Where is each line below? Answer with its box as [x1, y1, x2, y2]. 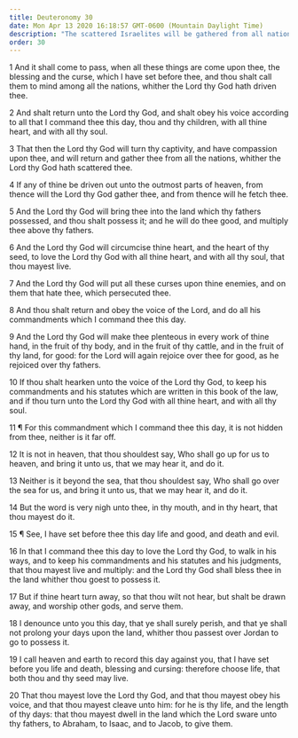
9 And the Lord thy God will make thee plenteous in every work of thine [9, 332, 270, 342]
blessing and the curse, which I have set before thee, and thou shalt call [9, 72, 272, 82]
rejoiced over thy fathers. [9, 360, 102, 371]
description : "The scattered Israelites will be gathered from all [9, 29, 264, 38]
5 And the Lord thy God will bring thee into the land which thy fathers [9, 206, 262, 217]
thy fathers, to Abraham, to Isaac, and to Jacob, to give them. [9, 718, 233, 729]
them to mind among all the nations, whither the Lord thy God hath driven [9, 81, 277, 91]
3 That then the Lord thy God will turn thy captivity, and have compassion [9, 144, 278, 154]
